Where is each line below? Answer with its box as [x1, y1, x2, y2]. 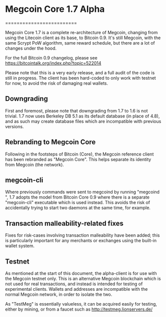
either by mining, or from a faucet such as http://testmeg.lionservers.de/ [5, 306, 153, 312]
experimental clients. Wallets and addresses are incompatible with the [5, 286, 148, 292]
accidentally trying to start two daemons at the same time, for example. [5, 205, 151, 211]
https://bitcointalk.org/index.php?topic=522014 [5, 60, 102, 66]
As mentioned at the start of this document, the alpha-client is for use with [5, 270, 157, 276]
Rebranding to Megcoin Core [5, 138, 96, 147]
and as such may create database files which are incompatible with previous [5, 118, 162, 124]
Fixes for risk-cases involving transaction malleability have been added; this [5, 232, 160, 238]
